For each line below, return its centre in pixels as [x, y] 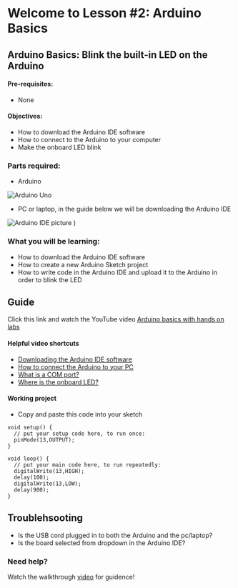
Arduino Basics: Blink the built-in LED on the [108, 55]
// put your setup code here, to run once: [79, 434]
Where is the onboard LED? [58, 382]
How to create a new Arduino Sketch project [83, 264]
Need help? [28, 561]
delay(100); [32, 477]
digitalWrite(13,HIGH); [49, 471]
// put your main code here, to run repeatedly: [88, 465]
